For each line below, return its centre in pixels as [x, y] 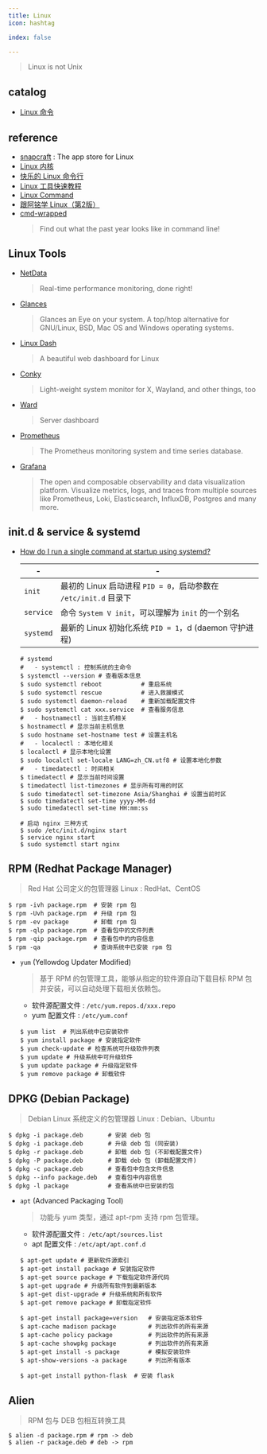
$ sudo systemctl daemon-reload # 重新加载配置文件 [108, 701]
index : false [30, 37]
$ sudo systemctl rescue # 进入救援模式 [102, 693]
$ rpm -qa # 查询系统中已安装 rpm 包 [90, 947]
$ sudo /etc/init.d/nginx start [73, 830]
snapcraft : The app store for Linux [76, 157]
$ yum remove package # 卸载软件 [73, 1075]
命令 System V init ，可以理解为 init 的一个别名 [150, 612]
